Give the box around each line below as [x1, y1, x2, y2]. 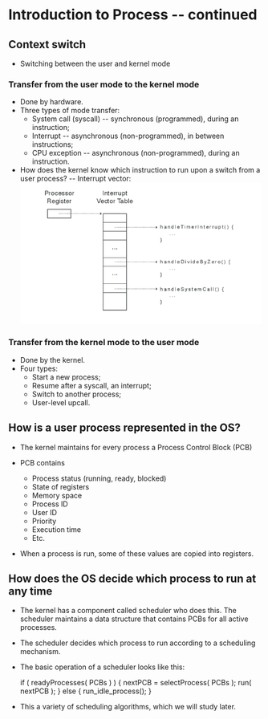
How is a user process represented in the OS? [8, 421, 241, 435]
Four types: [19, 364, 59, 373]
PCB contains [19, 457, 66, 467]
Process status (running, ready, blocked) [31, 473, 167, 483]
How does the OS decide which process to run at [8, 571, 257, 585]
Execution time [31, 524, 82, 534]
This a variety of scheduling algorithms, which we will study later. [19, 702, 237, 712]
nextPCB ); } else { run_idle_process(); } [19, 686, 152, 696]
